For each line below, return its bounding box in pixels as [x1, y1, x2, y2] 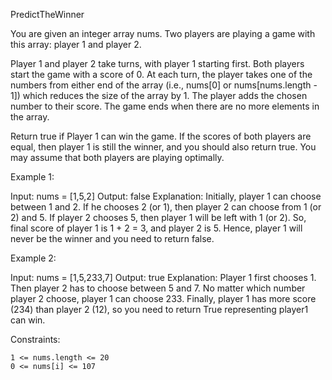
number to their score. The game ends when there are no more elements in [10, 100, 320, 112]
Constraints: [10, 334, 61, 345]
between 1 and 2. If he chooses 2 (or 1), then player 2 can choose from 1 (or [10, 201, 322, 213]
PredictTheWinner [10, 9, 85, 20]
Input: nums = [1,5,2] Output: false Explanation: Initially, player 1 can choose [10, 190, 322, 202]
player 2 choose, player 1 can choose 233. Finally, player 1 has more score [10, 293, 317, 304]
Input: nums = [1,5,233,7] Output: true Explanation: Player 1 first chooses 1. [10, 272, 317, 283]
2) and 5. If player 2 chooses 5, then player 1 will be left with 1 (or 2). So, [10, 212, 307, 223]
